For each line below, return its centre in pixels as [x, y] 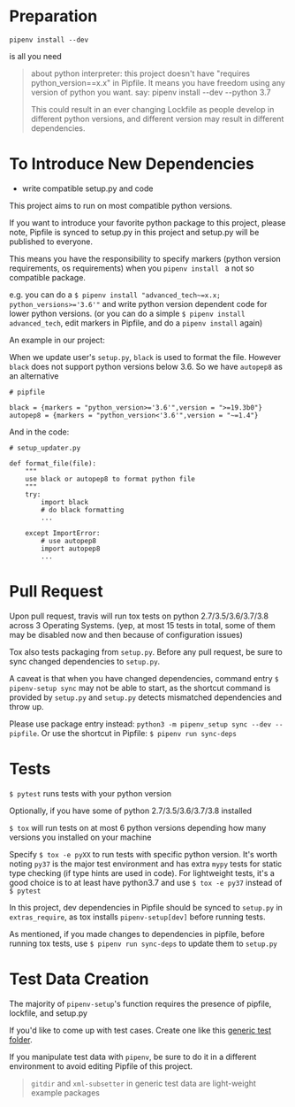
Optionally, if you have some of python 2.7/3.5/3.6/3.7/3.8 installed [131, 811]
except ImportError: [63, 533]
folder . [21, 1039]
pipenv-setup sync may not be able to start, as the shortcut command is [140, 688]
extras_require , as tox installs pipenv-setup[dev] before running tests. [137, 917]
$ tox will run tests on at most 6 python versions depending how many [138, 827]
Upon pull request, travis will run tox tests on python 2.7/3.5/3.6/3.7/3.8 [139, 616]
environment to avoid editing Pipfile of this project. [101, 1066]
